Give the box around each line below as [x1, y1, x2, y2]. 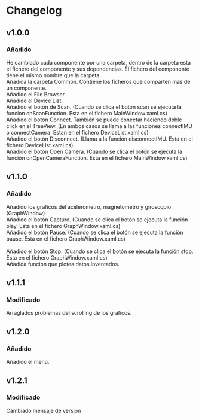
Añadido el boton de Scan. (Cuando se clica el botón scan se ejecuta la [6, 103, 182, 111]
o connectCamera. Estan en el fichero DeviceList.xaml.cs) [6, 129, 149, 136]
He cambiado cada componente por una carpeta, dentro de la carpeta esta [6, 59, 191, 66]
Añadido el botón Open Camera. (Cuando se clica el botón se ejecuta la [6, 148, 182, 155]
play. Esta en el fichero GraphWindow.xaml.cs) [6, 222, 121, 229]
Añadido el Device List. [6, 97, 63, 104]
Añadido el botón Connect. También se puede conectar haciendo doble [6, 116, 182, 123]
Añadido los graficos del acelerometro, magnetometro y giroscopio [6, 203, 172, 210]
